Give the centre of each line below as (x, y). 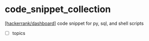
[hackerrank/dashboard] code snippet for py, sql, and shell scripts (74, 23)
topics (19, 33)
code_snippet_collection (58, 9)
